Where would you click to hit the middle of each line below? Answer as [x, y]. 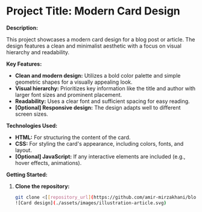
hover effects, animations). [48, 163]
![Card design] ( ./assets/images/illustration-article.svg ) [91, 203]
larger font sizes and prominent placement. [68, 95]
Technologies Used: [32, 125]
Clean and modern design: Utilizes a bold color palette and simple [98, 75]
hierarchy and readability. [38, 52]
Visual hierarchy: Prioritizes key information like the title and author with [105, 88]
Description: [22, 28]
